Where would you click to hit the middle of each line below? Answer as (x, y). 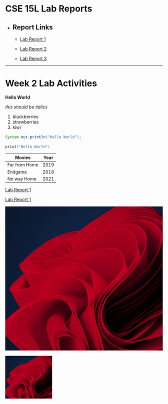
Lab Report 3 (33, 58)
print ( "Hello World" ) (28, 146)
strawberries (25, 122)
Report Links (33, 27)
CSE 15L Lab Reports (49, 9)
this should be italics (26, 107)
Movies (23, 157)
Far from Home (23, 165)
